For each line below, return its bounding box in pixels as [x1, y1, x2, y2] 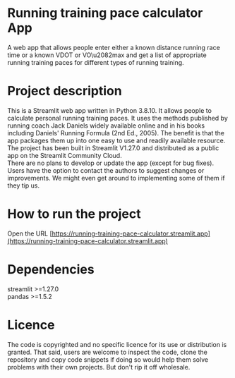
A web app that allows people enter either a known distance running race [7, 43, 220, 51]
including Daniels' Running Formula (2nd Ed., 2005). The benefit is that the [7, 128, 224, 137]
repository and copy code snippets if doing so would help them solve [7, 355, 209, 364]
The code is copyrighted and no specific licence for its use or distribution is [7, 340, 227, 348]
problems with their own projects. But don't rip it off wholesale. [7, 362, 191, 371]
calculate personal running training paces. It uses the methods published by [7, 114, 228, 122]
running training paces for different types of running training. [7, 58, 185, 66]
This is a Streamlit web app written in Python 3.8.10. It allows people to [7, 106, 212, 114]
